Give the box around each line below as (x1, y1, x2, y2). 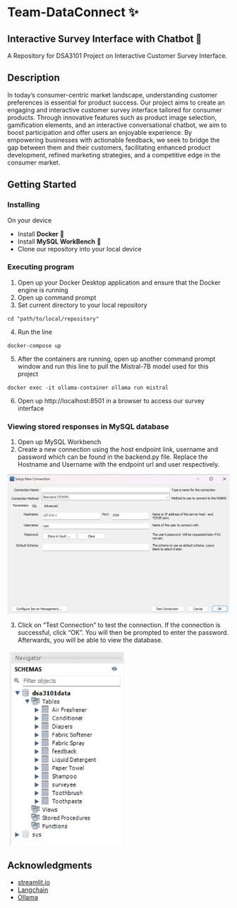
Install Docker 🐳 (17, 229, 65, 238)
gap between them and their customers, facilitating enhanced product (7, 143, 211, 152)
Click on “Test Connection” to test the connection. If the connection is (17, 621, 221, 629)
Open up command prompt (17, 293, 97, 301)
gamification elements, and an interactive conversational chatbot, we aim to (7, 121, 227, 129)
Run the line (17, 328, 53, 336)
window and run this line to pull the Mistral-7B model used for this (17, 362, 209, 371)
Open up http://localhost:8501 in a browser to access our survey (17, 396, 205, 405)
